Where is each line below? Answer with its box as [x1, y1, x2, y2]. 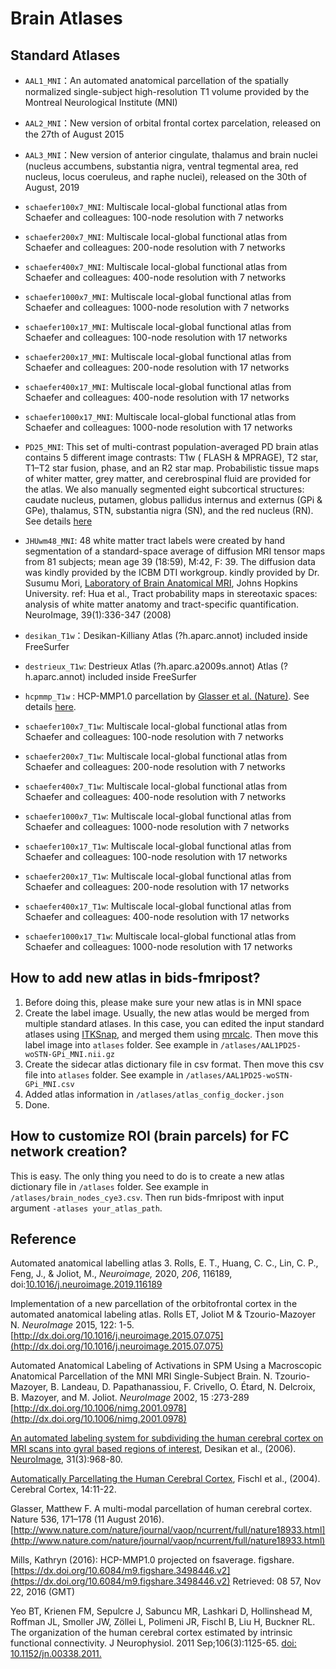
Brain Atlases [10, 7, 123, 30]
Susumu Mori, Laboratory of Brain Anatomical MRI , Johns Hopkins [24, 577, 298, 589]
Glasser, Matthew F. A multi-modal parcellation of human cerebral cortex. [10, 1503, 313, 1515]
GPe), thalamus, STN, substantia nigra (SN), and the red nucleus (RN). [24, 505, 314, 516]
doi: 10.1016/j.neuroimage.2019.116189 [10, 1278, 163, 1291]
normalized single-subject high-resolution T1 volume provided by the [24, 86, 310, 97]
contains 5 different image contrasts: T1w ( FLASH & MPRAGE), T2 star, [24, 452, 319, 463]
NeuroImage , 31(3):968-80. [10, 1453, 123, 1466]
